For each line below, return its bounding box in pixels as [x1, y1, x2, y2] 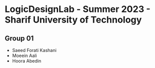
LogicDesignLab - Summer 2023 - [5, 3, 150, 15]
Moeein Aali [12, 52, 37, 58]
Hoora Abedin [12, 58, 42, 63]
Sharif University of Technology [5, 14, 142, 25]
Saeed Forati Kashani [12, 47, 57, 53]
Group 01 [5, 34, 34, 42]
